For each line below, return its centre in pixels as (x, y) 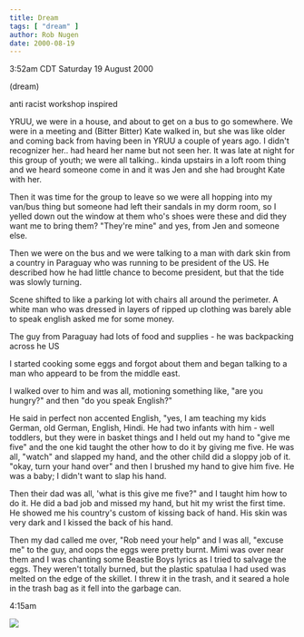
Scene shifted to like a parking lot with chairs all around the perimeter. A (144, 299)
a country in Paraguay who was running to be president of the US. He (139, 263)
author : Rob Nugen (44, 34)
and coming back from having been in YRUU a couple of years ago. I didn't (149, 141)
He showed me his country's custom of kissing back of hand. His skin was (148, 513)
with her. (26, 180)
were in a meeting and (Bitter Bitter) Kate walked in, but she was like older (147, 132)
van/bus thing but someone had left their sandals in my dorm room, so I (143, 207)
